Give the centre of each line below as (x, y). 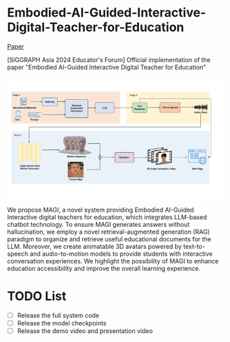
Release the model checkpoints (62, 323)
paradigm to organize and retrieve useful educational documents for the (109, 239)
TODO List (37, 296)
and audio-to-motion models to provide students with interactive (121, 254)
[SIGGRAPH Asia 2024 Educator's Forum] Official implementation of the (109, 59)
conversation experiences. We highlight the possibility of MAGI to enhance (113, 261)
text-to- (194, 246)
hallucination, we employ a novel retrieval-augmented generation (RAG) (108, 232)
